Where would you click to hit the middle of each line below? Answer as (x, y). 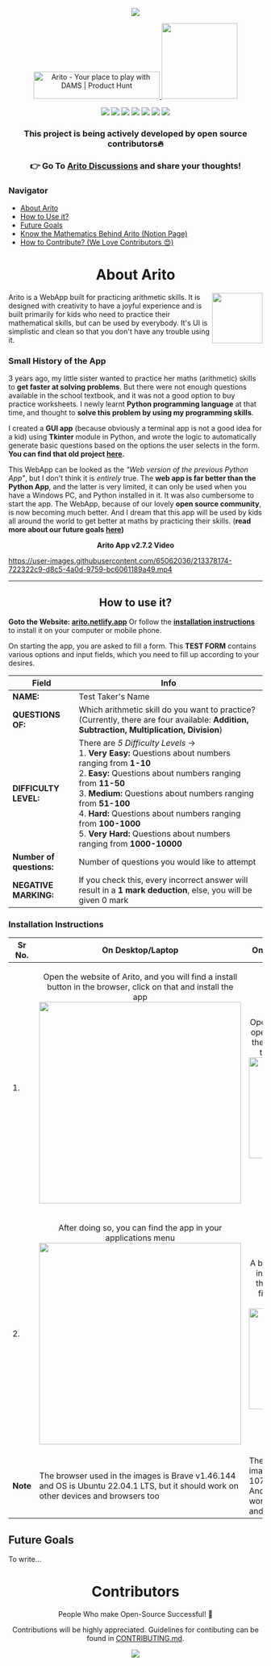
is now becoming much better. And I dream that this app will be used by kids (135, 513)
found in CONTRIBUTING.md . (135, 1639)
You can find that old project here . (67, 454)
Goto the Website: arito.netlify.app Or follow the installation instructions (132, 622)
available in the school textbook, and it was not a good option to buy (122, 396)
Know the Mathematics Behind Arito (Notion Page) (104, 234)
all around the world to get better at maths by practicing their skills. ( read (130, 521)
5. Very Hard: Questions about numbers (155, 834)
